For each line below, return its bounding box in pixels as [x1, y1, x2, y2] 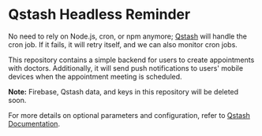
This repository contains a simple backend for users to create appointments [8, 55, 255, 64]
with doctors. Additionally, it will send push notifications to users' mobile [8, 63, 243, 72]
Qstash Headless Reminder [8, 6, 191, 24]
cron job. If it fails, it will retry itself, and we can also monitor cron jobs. [8, 39, 238, 49]
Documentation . [8, 119, 61, 128]
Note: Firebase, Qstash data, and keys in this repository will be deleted [8, 86, 239, 96]
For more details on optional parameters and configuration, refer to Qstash [8, 110, 251, 119]
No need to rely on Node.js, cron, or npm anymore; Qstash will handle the [8, 31, 247, 41]
